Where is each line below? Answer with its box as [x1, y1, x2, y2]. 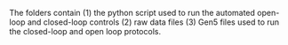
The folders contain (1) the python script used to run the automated [9, 8, 256, 18]
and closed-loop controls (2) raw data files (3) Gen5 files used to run [27, 17, 280, 27]
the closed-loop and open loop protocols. [9, 26, 162, 36]
